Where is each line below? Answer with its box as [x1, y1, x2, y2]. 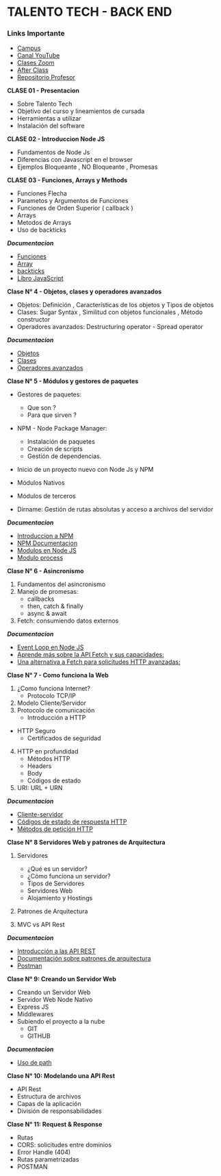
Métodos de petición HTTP [16, 825, 94, 833]
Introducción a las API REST [16, 947, 96, 955]
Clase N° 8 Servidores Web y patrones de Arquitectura [7, 838, 166, 847]
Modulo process [16, 553, 64, 562]
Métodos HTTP [27, 755, 70, 763]
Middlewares [16, 1010, 54, 1018]
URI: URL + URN [16, 784, 63, 792]
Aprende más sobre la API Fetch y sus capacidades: [16, 651, 164, 659]
